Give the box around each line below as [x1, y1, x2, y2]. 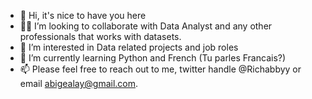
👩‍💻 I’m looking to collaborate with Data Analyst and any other [19, 20, 273, 32]
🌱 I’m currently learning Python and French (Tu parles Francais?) [19, 52, 287, 64]
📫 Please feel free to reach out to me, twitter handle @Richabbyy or [19, 63, 302, 75]
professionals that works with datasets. [19, 31, 182, 42]
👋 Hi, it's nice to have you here [19, 10, 147, 21]
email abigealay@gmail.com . [19, 78, 139, 89]
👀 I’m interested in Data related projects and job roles [19, 41, 239, 53]
